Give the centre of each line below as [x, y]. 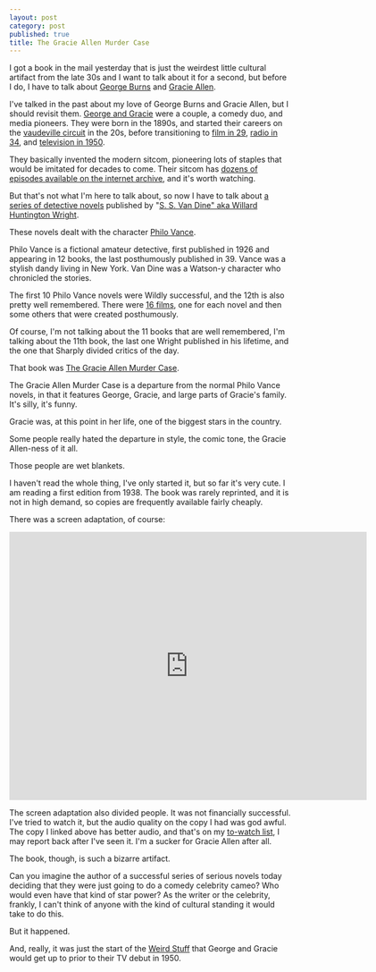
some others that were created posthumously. [94, 315]
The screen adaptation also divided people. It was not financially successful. [150, 813]
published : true [39, 34]
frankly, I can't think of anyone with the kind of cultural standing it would [142, 905]
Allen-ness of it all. [44, 449]
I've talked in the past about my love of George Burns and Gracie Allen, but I [149, 105]
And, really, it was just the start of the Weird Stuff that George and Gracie [144, 949]
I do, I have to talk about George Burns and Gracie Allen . [113, 87]
